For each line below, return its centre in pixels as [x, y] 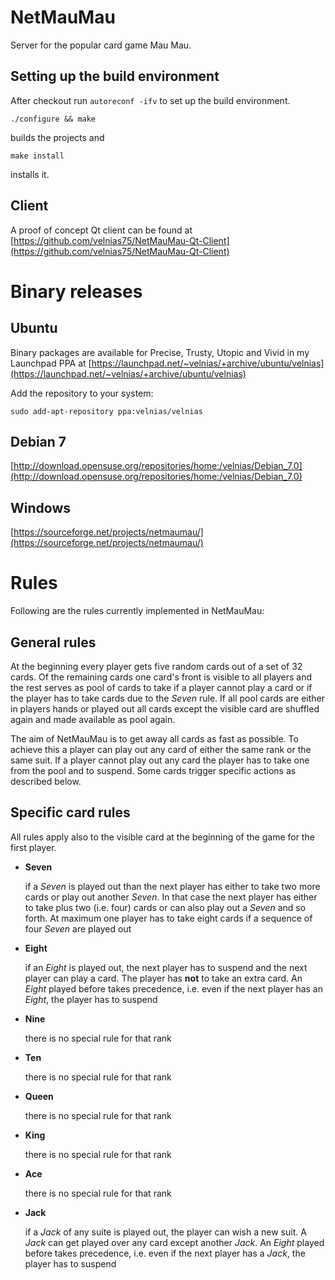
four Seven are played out [78, 928]
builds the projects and [57, 137]
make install [37, 156]
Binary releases [76, 291]
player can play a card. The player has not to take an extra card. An [163, 978]
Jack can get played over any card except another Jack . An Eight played [174, 1242]
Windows [40, 507]
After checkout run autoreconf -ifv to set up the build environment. [150, 100]
